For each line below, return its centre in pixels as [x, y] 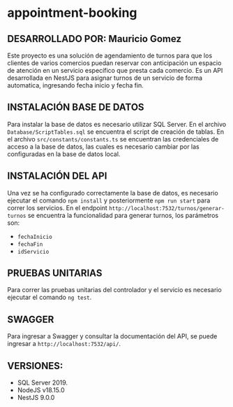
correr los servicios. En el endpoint [58, 207]
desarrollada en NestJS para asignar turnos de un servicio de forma [105, 78]
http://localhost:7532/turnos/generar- [167, 208]
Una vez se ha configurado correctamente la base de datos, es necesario [113, 193]
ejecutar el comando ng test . [50, 297]
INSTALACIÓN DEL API [57, 176]
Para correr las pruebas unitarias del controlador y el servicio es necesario [114, 290]
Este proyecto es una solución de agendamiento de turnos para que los [110, 55]
